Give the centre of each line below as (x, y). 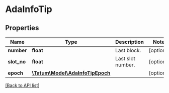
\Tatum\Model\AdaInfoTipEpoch (71, 73)
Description (130, 42)
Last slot (125, 59)
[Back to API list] (22, 85)
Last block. (128, 50)
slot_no (17, 62)
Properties (22, 28)
